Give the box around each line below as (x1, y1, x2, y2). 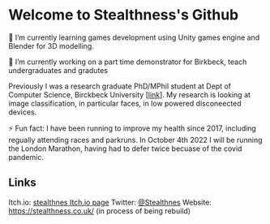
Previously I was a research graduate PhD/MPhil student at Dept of (8, 81, 232, 91)
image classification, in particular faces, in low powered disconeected (8, 98, 242, 108)
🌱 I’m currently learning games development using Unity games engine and (8, 32, 260, 42)
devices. (8, 107, 37, 117)
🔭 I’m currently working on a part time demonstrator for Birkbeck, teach (8, 57, 247, 67)
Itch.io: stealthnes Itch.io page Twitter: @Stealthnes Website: (8, 197, 212, 207)
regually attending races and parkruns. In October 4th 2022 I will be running (8, 135, 263, 144)
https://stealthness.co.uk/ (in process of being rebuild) (8, 205, 191, 216)
